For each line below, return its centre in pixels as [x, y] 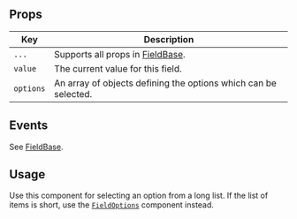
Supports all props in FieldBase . [120, 54]
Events [29, 126]
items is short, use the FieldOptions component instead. [112, 205]
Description [169, 39]
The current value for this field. [118, 68]
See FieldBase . [36, 147]
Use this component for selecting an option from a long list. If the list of [139, 196]
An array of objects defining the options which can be [165, 83]
